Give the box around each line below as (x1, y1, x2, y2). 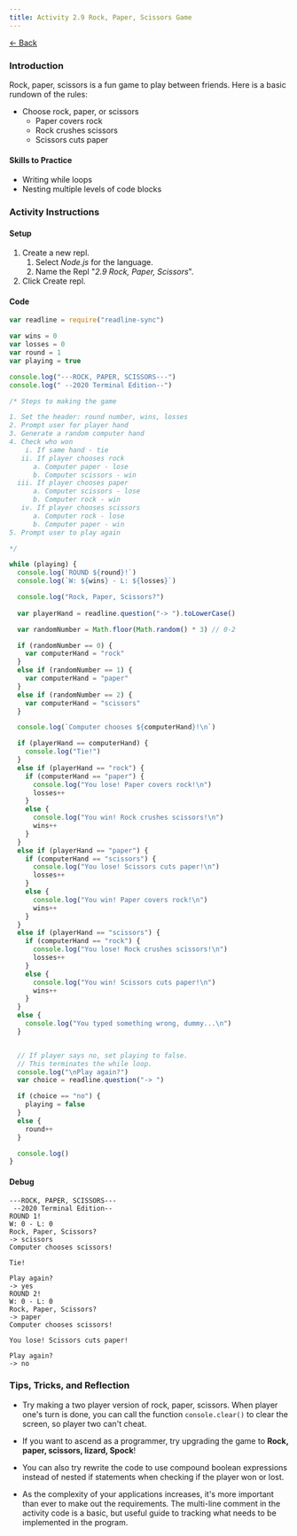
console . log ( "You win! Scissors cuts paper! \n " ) (32, 978, 216, 986)
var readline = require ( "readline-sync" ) (9, 316, 165, 324)
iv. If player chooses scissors (20, 503, 141, 512)
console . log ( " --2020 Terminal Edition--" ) (9, 380, 173, 390)
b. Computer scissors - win (32, 471, 137, 480)
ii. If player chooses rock (20, 454, 125, 463)
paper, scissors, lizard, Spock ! (21, 1445, 137, 1455)
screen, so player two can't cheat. (21, 1418, 147, 1429)
